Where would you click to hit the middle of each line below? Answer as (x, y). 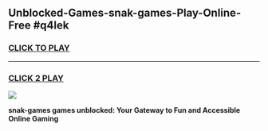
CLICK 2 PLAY (36, 78)
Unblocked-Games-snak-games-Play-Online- (125, 13)
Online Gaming (33, 118)
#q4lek (51, 26)
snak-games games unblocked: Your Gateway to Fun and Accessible (124, 110)
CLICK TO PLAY (39, 48)
